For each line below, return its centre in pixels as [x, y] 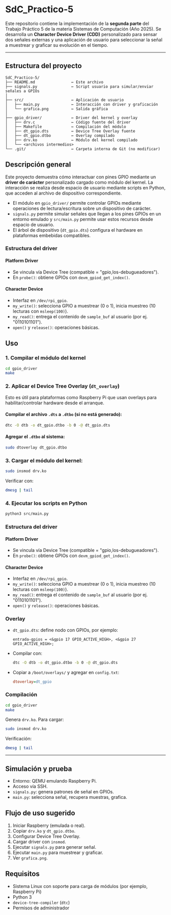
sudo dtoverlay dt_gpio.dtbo [36, 447]
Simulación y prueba [39, 769]
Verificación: [19, 739]
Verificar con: [20, 481]
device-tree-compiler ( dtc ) [41, 902]
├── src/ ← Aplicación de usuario [65, 100]
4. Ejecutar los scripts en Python [46, 503]
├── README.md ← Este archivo [54, 82]
